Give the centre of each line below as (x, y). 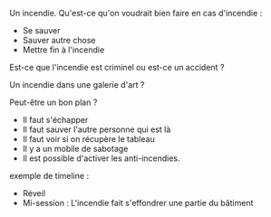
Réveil (34, 193)
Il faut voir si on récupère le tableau (89, 139)
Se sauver (41, 30)
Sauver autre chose (59, 40)
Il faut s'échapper (55, 120)
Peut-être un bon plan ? (53, 102)
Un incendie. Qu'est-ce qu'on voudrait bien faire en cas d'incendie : (136, 13)
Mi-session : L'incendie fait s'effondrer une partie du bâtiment (138, 203)
